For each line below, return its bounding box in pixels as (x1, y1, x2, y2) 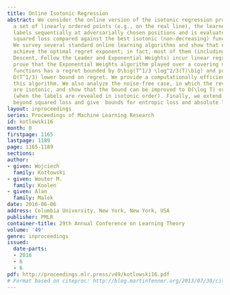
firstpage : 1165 (7, 131, 53, 138)
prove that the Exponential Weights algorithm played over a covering (13, 61, 219, 68)
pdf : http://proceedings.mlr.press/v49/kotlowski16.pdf (7, 271, 170, 278)
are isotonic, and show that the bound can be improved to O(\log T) (13, 86, 216, 93)
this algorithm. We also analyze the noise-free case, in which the (13, 80, 213, 87)
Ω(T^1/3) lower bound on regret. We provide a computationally (13, 73, 197, 81)
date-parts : (13, 246, 48, 253)
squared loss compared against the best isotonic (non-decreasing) (13, 36, 210, 42)
